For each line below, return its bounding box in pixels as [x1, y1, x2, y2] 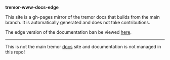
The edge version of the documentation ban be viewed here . [5, 29, 132, 35]
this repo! [5, 49, 25, 55]
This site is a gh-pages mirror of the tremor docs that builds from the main [5, 14, 160, 20]
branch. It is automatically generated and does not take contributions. [5, 20, 150, 25]
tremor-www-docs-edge [5, 5, 59, 10]
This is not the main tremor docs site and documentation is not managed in [5, 44, 161, 49]
